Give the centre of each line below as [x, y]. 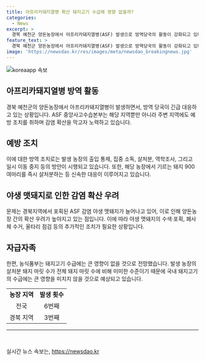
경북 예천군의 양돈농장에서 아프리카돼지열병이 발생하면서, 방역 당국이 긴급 [94, 107]
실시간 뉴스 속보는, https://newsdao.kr [53, 351]
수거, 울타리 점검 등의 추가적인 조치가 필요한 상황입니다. [78, 227]
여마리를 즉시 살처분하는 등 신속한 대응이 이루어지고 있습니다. [79, 174]
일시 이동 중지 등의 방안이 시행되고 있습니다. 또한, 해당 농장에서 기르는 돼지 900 [101, 167]
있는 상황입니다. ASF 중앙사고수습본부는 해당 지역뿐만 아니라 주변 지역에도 [101, 114]
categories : [21, 18]
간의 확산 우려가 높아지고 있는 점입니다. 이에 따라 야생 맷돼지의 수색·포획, [99, 219]
